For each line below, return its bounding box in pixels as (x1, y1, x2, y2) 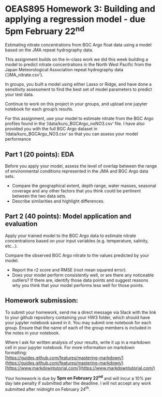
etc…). (5, 243, 18, 249)
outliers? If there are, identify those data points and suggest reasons (12, 277, 148, 283)
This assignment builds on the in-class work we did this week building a (5, 57, 148, 63)
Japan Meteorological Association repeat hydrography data (5, 67, 123, 73)
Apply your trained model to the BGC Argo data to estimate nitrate (5, 233, 136, 238)
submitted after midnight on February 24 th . (5, 385, 90, 392)
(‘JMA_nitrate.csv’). (5, 72, 44, 78)
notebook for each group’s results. (5, 106, 74, 112)
